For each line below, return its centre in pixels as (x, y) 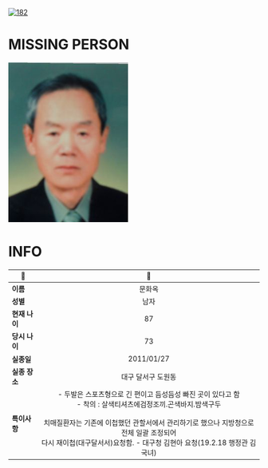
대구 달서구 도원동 (149, 376)
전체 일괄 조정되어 (149, 433)
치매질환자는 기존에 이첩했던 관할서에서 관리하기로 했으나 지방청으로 (149, 422)
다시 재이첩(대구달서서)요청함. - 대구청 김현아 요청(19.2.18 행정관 (145, 442)
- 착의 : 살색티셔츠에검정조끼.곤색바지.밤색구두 (149, 404)
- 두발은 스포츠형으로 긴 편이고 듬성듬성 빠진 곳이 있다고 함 (149, 395)
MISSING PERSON (69, 45)
